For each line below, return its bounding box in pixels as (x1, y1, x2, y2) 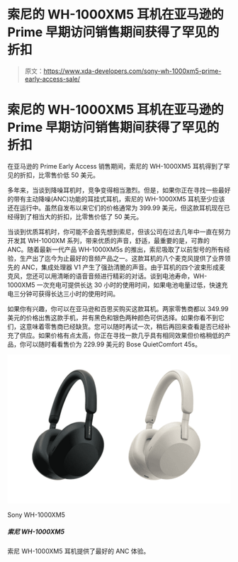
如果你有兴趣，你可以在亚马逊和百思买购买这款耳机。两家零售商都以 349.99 (7, 304, 229, 313)
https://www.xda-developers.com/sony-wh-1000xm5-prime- (43, 67, 222, 75)
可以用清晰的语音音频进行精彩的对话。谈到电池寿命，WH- (38, 271, 208, 280)
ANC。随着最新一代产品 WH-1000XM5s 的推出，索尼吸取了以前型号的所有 (7, 245, 225, 254)
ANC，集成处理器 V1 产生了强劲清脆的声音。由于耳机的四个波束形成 (21, 263, 220, 271)
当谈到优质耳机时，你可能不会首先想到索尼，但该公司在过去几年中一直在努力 (7, 227, 231, 236)
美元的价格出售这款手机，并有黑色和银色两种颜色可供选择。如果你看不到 (7, 313, 218, 322)
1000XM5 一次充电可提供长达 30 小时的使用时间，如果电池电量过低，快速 (7, 281, 222, 289)
